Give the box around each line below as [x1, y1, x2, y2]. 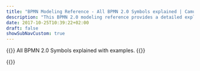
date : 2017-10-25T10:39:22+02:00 [6, 20, 89, 25]
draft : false [6, 25, 39, 31]
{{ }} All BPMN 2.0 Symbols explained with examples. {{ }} [6, 47, 146, 54]
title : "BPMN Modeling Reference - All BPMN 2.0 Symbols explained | [6, 8, 183, 15]
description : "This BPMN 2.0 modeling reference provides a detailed [6, 14, 183, 20]
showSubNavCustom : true [6, 31, 65, 37]
